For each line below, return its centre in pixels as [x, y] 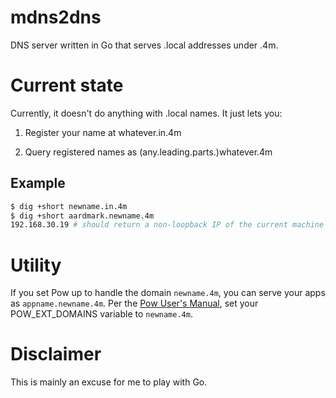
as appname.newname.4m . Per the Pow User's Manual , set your [134, 303]
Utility [36, 265]
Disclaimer [56, 354]
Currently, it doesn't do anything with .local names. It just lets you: [146, 113]
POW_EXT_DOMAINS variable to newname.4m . [101, 314]
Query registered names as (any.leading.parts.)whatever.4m [148, 152]
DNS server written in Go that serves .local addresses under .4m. [144, 45]
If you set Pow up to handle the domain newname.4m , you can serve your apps [168, 293]
